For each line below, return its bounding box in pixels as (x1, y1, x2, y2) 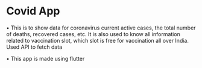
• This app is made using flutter (6, 55, 85, 62)
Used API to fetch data (6, 43, 63, 51)
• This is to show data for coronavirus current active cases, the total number (6, 24, 196, 31)
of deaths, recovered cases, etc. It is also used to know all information (6, 30, 181, 37)
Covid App (6, 4, 60, 18)
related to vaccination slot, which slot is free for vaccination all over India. (6, 37, 189, 44)
